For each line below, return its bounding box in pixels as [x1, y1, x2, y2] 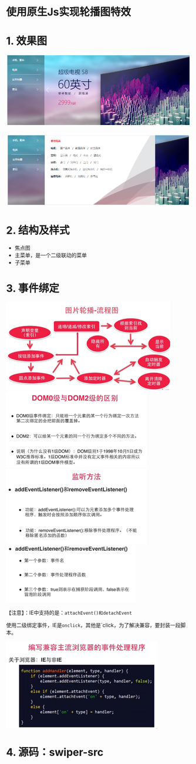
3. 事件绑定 [6, 282, 60, 295]
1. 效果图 [6, 35, 48, 48]
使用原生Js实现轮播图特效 [6, 5, 131, 19]
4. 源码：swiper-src [6, 746, 104, 759]
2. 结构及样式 [6, 224, 70, 237]
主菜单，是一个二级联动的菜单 [14, 251, 87, 258]
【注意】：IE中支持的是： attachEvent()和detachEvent [6, 609, 132, 617]
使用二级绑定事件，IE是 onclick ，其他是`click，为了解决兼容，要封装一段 [6, 622, 181, 629]
